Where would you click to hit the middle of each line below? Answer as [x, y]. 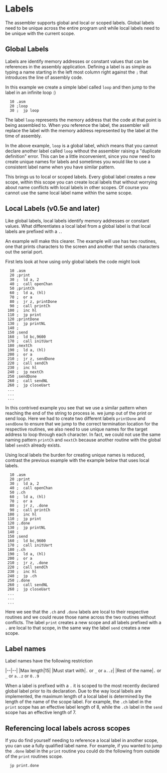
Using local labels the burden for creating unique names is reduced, [75, 455]
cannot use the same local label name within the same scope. [69, 193]
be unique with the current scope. [40, 33]
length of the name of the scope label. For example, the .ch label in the [78, 702]
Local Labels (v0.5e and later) [53, 208]
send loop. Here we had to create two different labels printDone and [75, 418]
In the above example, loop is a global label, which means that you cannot [81, 145]
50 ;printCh [22, 288]
